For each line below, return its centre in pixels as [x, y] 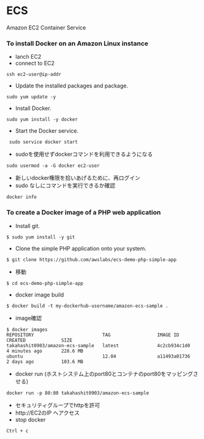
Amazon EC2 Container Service [46, 28]
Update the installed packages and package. [72, 86]
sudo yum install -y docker [42, 120]
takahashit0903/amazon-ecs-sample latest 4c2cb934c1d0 [98, 345]
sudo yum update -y [31, 97]
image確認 [28, 318]
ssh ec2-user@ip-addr [34, 75]
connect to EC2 [35, 63]
